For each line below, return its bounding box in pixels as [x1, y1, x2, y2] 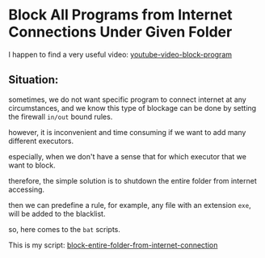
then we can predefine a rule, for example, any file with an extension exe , [8, 200, 252, 209]
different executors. [8, 136, 74, 146]
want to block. [8, 160, 56, 170]
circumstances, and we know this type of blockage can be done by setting [8, 103, 257, 112]
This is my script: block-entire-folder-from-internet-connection [8, 240, 218, 250]
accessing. [8, 184, 45, 194]
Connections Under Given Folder [8, 23, 233, 41]
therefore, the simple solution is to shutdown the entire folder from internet [8, 176, 257, 185]
